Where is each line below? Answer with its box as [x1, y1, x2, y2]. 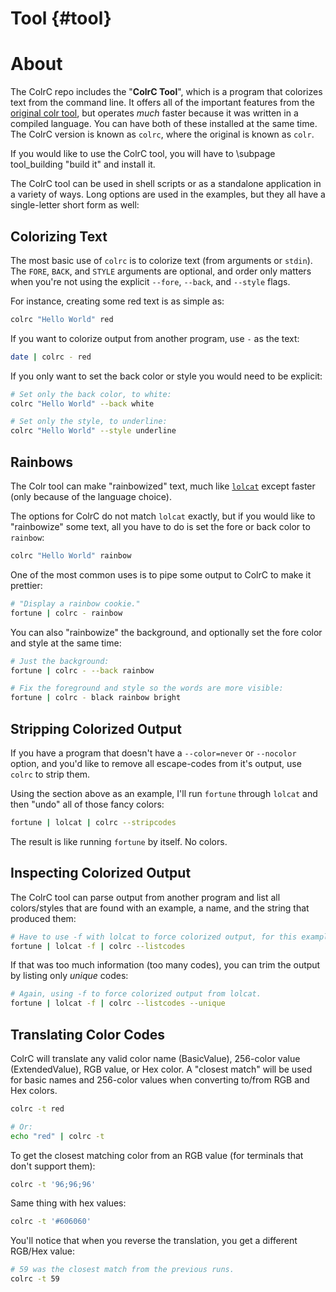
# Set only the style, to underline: [10, 417, 168, 427]
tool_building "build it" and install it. [10, 158, 156, 171]
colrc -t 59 [10, 1274, 60, 1284]
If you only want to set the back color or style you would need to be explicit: [10, 370, 323, 382]
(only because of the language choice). [10, 491, 172, 502]
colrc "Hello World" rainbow [10, 551, 132, 561]
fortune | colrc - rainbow [10, 608, 123, 618]
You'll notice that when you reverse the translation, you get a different [10, 1235, 298, 1247]
